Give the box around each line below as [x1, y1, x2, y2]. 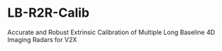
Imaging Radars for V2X [7, 35, 77, 43]
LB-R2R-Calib [7, 5, 90, 21]
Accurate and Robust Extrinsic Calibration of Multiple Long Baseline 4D [7, 28, 216, 36]
